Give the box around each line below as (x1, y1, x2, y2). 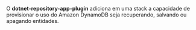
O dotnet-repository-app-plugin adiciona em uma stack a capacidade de (6, 5, 190, 12)
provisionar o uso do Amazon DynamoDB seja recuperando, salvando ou (6, 11, 187, 18)
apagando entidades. (6, 18, 59, 24)
